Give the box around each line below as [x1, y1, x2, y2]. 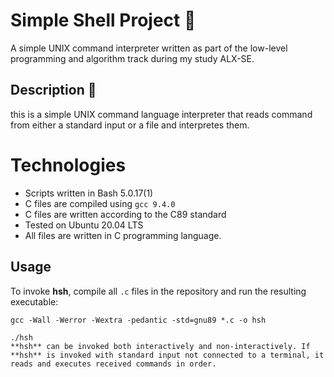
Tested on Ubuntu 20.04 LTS [24, 219, 144, 231]
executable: [10, 295, 59, 308]
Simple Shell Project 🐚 [10, 9, 197, 32]
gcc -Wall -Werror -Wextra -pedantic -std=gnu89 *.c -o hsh [10, 315, 267, 325]
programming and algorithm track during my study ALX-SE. [10, 52, 255, 64]
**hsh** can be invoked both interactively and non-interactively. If [10, 341, 311, 351]
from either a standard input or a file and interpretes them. [10, 119, 250, 131]
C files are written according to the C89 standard [24, 208, 227, 220]
